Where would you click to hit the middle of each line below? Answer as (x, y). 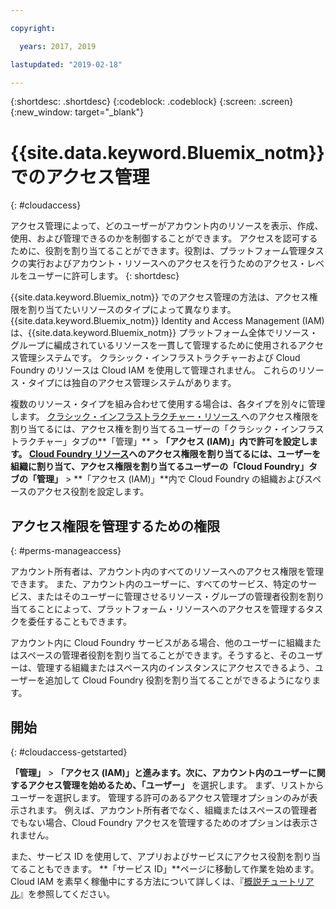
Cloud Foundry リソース (79, 454)
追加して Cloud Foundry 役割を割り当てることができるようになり (178, 680)
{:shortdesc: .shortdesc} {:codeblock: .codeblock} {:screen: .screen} (152, 102)
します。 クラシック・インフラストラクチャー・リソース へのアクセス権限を (165, 417)
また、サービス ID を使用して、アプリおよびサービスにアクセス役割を (152, 856)
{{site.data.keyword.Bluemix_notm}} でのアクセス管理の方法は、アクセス (160, 297)
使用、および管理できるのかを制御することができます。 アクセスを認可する (164, 238)
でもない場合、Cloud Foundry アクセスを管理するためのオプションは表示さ (164, 822)
